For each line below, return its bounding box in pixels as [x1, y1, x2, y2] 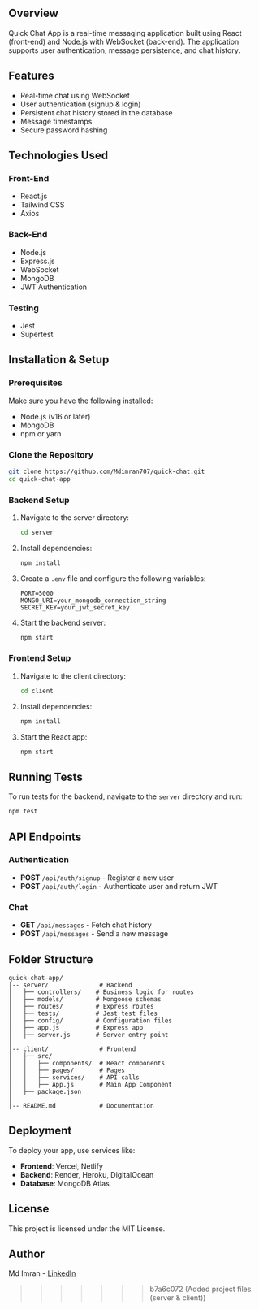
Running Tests [8, 770, 83, 783]
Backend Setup [8, 494, 71, 505]
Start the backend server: [19, 618, 106, 627]
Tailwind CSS [19, 200, 65, 210]
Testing [8, 302, 39, 314]
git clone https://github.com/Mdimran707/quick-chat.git [8, 467, 205, 475]
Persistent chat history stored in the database [19, 107, 173, 117]
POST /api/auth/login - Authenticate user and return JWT [19, 881, 218, 891]
